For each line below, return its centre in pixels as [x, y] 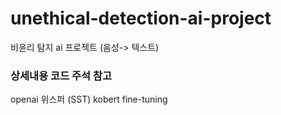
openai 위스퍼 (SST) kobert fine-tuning [89, 99]
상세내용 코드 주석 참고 [61, 75]
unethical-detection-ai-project [141, 18]
